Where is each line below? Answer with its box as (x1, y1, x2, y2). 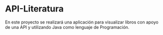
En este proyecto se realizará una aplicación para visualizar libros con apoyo (5, 19, 159, 25)
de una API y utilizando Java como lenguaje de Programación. (5, 24, 130, 30)
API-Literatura (5, 3, 64, 14)
